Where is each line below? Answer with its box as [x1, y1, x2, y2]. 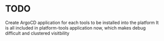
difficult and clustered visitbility [5, 30, 70, 36]
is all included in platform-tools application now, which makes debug [5, 24, 146, 30]
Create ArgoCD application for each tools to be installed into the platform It [5, 19, 159, 25]
